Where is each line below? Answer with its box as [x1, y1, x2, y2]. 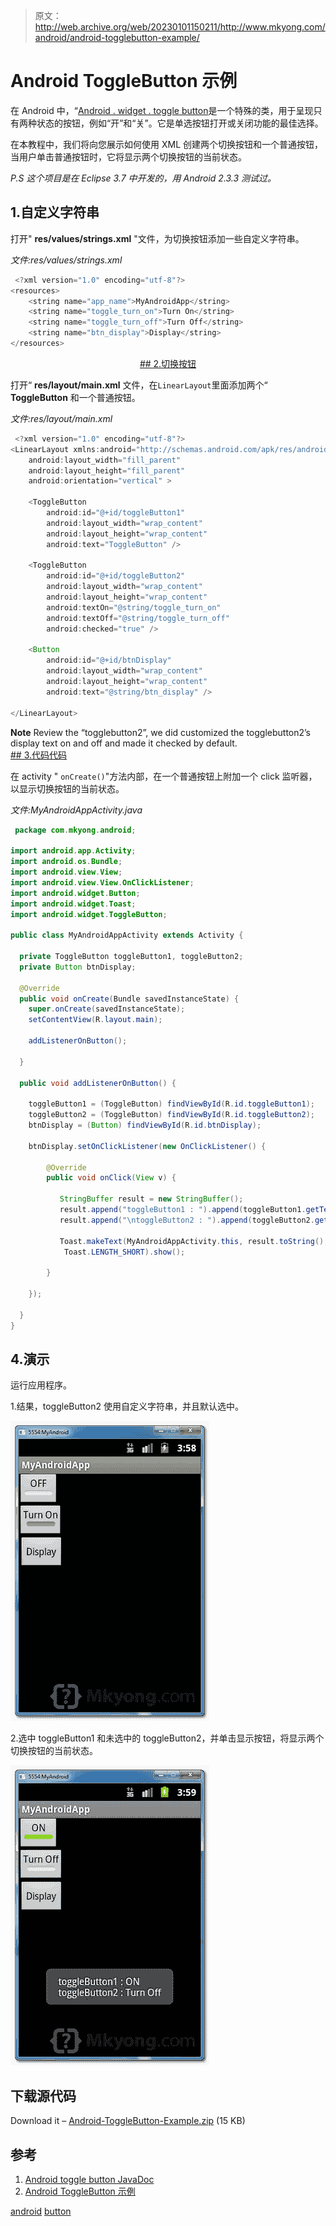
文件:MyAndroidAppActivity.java [10, 804, 143, 816]
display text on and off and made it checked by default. [10, 737, 238, 749]
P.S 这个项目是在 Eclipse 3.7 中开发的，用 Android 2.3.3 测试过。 [10, 172, 277, 184]
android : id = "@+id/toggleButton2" [46, 571, 186, 581]
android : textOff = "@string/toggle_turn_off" [46, 613, 230, 623]
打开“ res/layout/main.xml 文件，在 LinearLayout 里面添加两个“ [10, 379, 268, 391]
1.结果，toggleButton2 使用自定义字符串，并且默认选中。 [10, 1400, 244, 1413]
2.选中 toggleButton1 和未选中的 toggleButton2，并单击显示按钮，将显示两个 [10, 1732, 325, 1744]
